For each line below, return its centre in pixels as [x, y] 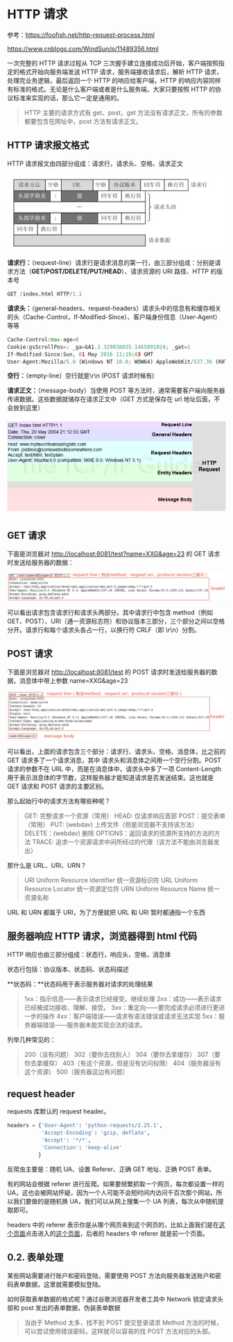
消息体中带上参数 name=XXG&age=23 [74, 680]
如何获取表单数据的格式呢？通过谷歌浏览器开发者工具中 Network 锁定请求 [112, 1299]
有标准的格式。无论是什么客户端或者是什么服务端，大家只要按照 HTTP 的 [111, 89]
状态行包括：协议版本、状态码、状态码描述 [68, 969]
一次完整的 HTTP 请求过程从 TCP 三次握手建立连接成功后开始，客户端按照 [113, 63]
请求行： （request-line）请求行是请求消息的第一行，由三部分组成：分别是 [111, 263]
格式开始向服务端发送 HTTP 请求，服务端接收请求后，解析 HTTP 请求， [121, 72]
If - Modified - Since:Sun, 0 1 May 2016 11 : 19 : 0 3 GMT [80, 354]
